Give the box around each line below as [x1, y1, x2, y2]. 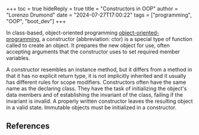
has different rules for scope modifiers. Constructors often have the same [6, 79, 187, 86]
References [6, 121, 50, 131]
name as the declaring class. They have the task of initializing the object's [6, 85, 187, 92]
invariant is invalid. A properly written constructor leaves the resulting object [6, 98, 193, 105]
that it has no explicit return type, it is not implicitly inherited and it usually [6, 73, 187, 79]
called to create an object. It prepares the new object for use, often [6, 42, 170, 49]
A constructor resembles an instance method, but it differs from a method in [6, 66, 192, 73]
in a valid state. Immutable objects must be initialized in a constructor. [6, 104, 177, 111]
